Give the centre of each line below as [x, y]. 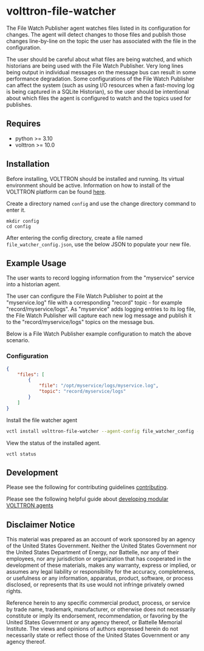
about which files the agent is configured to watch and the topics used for [99, 98]
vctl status [21, 454]
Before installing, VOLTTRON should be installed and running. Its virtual [95, 178]
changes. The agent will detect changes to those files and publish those [96, 34]
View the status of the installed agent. [54, 443]
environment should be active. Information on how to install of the [89, 185]
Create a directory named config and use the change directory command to [101, 203]
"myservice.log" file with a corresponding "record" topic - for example [94, 303]
